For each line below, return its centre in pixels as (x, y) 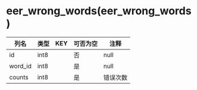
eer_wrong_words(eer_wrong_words (99, 11)
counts (19, 77)
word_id (20, 66)
